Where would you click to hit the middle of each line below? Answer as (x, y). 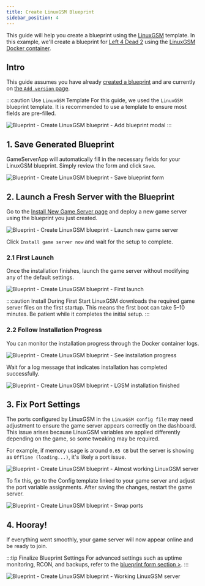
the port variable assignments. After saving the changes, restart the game (99, 488)
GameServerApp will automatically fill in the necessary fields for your (93, 159)
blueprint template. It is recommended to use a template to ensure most (97, 107)
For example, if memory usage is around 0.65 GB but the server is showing (100, 451)
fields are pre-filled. (31, 113)
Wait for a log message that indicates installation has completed (87, 367)
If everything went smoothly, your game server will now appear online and (100, 540)
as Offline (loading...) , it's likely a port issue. (66, 457)
